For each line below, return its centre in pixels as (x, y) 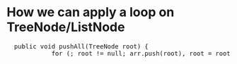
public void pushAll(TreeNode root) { (81, 46)
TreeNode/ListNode (66, 27)
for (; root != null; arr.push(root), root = (132, 53)
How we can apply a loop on (91, 12)
